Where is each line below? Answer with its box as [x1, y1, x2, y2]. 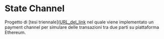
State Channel [4, 3, 65, 14]
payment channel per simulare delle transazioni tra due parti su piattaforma [4, 24, 160, 30]
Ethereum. [4, 29, 26, 35]
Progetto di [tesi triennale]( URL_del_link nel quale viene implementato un [4, 19, 154, 25]
